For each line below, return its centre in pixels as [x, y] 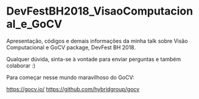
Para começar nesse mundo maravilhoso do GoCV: [70, 77]
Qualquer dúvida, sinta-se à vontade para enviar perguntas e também [94, 59]
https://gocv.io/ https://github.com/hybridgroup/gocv [73, 89]
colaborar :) [21, 66]
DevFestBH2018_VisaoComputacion [100, 11]
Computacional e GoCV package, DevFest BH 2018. [71, 47]
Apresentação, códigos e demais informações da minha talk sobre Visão [97, 41]
